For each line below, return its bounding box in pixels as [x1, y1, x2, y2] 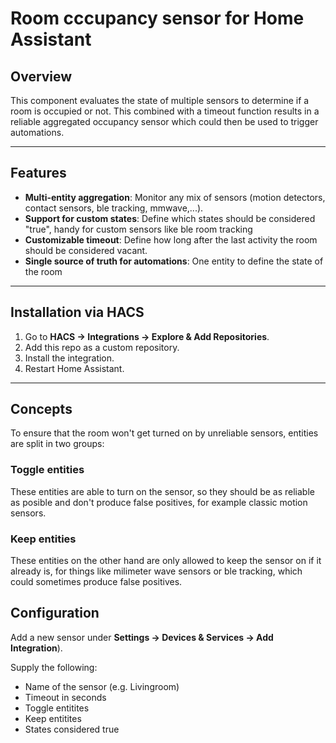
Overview [10, 68, 73, 85]
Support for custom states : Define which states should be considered [24, 212, 316, 224]
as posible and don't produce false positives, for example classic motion [10, 496, 308, 508]
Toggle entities [10, 463, 85, 477]
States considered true [24, 723, 120, 735]
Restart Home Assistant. [24, 362, 125, 374]
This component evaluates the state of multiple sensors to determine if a [10, 95, 310, 106]
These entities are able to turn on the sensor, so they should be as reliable [10, 485, 315, 497]
